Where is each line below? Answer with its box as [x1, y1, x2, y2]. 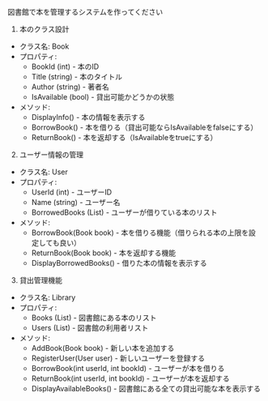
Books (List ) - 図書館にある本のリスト [31, 313, 157, 322]
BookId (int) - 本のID [31, 62, 100, 71]
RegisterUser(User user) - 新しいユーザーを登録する [31, 353, 206, 363]
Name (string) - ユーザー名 [31, 198, 121, 207]
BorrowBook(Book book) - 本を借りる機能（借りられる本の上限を [31, 228, 249, 237]
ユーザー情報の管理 [19, 150, 84, 160]
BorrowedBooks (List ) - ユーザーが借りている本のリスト [31, 207, 218, 217]
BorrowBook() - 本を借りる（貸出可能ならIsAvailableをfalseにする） [31, 122, 258, 132]
